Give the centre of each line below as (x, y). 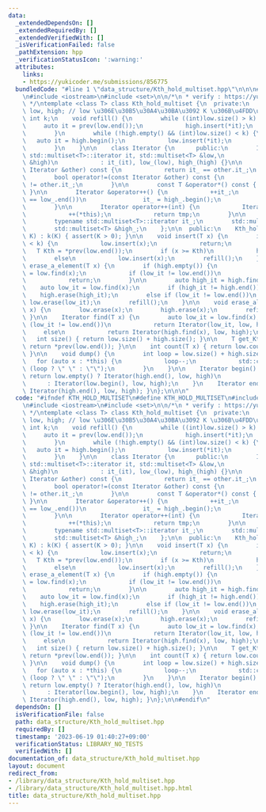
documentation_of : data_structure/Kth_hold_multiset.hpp (104, 759)
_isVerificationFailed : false (65, 45)
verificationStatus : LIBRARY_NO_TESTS (80, 744)
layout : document (37, 766)
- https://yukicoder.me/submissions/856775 (95, 82)
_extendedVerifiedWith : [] (60, 38)
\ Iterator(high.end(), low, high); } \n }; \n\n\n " (106, 391)
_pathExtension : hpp (49, 52)
